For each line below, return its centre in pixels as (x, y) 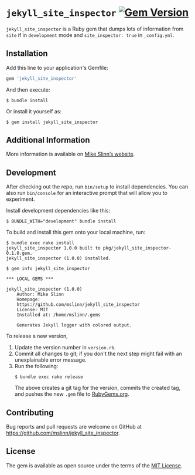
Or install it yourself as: (34, 111)
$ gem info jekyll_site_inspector (48, 269)
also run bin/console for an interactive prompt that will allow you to (87, 193)
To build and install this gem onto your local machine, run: (76, 233)
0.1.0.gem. (19, 253)
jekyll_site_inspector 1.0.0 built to (53, 248)
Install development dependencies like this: (58, 211)
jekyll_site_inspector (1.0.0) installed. (59, 258)
